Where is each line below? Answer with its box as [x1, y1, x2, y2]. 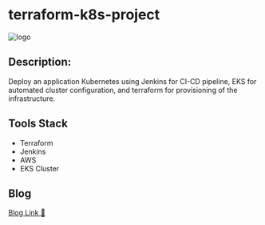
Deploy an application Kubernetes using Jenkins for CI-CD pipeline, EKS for [8, 76, 257, 86]
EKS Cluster [19, 163, 60, 173]
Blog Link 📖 [8, 208, 45, 218]
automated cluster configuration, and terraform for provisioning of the [8, 85, 238, 94]
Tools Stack [8, 117, 68, 131]
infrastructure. [8, 94, 56, 103]
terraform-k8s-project [8, 6, 160, 24]
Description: [8, 55, 72, 69]
